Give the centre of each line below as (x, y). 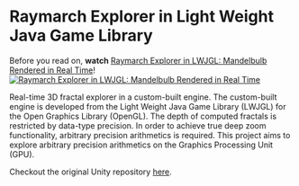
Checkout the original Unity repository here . (91, 172)
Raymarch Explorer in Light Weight (142, 17)
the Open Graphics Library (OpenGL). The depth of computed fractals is (143, 116)
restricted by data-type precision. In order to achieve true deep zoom (138, 125)
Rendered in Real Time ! (53, 70)
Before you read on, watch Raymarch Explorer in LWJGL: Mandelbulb (138, 60)
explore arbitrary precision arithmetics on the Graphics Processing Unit (141, 145)
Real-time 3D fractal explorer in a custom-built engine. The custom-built (143, 97)
